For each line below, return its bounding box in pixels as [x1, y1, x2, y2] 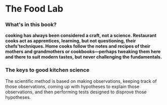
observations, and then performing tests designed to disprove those [5, 89, 147, 95]
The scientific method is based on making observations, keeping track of [5, 78, 157, 84]
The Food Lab [5, 3, 64, 15]
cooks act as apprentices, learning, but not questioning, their [5, 38, 136, 44]
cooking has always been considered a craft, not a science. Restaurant [5, 32, 157, 38]
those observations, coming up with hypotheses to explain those [5, 83, 140, 89]
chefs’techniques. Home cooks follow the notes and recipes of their [5, 43, 150, 49]
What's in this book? [5, 21, 57, 28]
